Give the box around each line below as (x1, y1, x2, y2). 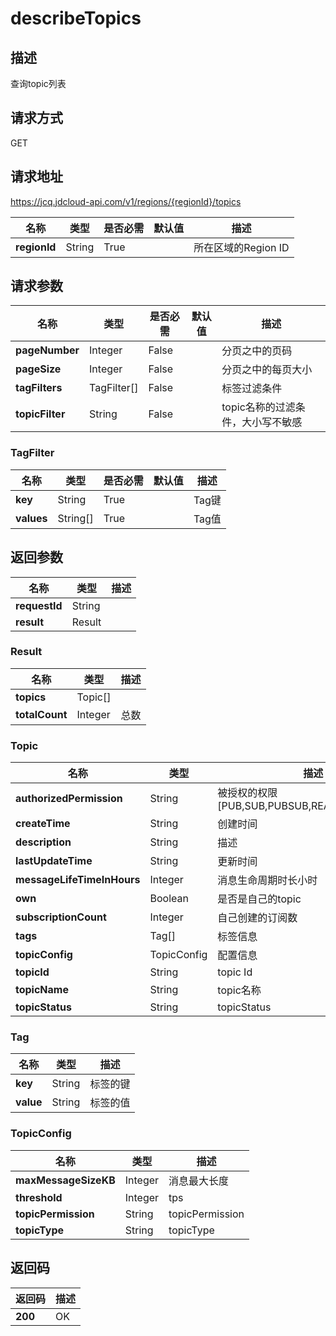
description (15, 835, 72, 849)
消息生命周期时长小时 (217, 873, 318, 887)
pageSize (15, 362, 62, 376)
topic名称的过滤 (221, 400, 296, 414)
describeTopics (10, 7, 142, 30)
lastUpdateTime (15, 854, 93, 868)
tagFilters (15, 381, 63, 395)
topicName (15, 983, 69, 997)
